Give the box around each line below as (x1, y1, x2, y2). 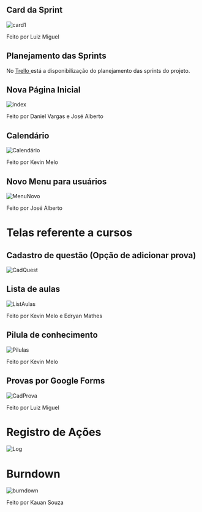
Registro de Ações (6, 425, 102, 439)
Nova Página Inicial (6, 85, 81, 95)
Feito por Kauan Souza (6, 499, 64, 506)
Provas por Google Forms (6, 376, 105, 386)
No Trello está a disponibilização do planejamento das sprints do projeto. (6, 67, 190, 74)
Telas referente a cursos (6, 226, 133, 240)
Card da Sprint (6, 5, 63, 15)
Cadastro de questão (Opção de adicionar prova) (6, 250, 196, 261)
